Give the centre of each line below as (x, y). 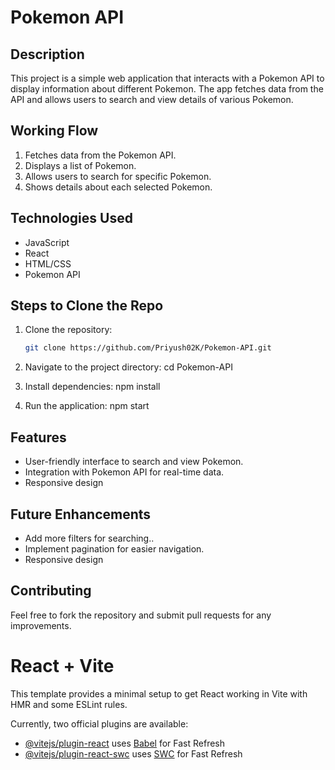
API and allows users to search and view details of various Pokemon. (152, 99)
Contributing (51, 591)
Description (47, 54)
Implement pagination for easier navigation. (114, 548)
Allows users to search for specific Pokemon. (118, 176)
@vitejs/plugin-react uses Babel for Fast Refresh (125, 743)
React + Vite (62, 665)
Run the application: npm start (87, 406)
